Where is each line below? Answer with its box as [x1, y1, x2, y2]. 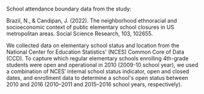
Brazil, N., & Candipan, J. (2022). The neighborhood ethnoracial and [6, 17, 177, 24]
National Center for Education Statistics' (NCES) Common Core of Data [6, 48, 185, 56]
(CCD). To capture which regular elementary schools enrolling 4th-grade [6, 55, 189, 62]
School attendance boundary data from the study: [6, 5, 132, 12]
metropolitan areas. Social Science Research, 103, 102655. [6, 30, 153, 37]
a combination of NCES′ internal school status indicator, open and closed [6, 68, 189, 75]
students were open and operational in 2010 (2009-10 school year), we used [6, 61, 199, 68]
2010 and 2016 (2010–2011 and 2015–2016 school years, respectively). [6, 81, 183, 88]
